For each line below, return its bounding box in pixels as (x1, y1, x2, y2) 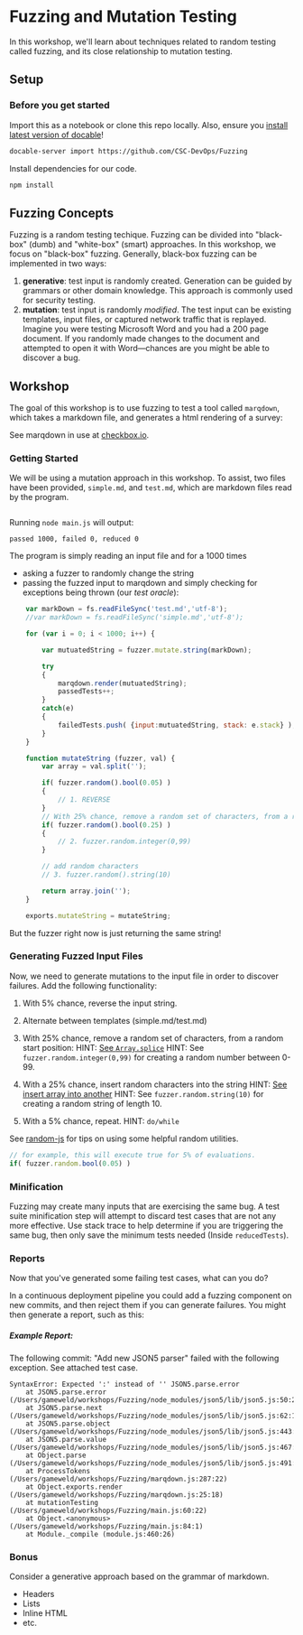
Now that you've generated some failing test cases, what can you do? (9, 1273, 269, 1284)
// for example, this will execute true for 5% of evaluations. (9, 1150, 256, 1159)
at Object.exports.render (25, 1482, 124, 1491)
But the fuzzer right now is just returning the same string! (9, 927, 222, 938)
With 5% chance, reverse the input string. (22, 998, 178, 1008)
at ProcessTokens (25, 1467, 91, 1476)
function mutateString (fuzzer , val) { (25, 754, 176, 763)
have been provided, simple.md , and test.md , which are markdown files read (9, 482, 293, 493)
